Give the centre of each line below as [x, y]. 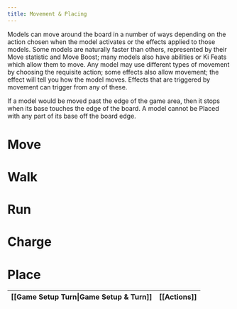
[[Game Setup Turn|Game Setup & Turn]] [82, 297]
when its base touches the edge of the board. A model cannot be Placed [113, 108]
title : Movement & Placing [47, 14]
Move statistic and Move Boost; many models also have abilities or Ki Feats [117, 57]
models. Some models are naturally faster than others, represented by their [117, 49]
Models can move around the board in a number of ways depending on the [117, 34]
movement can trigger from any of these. [67, 87]
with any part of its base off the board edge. [72, 116]
